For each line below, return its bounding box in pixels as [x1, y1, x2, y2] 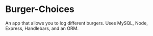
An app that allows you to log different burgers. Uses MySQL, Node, [5, 20, 148, 26]
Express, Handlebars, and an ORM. [5, 25, 79, 31]
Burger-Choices [5, 3, 75, 15]
